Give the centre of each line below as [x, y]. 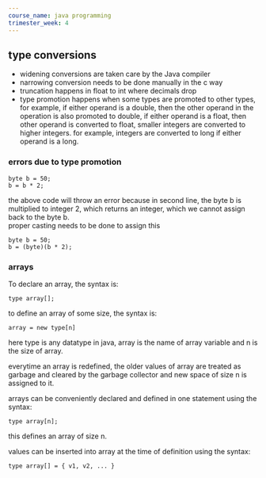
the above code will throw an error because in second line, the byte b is [125, 200]
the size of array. [36, 350]
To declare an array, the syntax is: [63, 284]
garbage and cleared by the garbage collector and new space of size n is [127, 374]
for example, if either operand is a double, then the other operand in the [137, 108]
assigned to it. [31, 383]
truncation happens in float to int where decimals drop [108, 91]
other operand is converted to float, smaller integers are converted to [133, 124]
